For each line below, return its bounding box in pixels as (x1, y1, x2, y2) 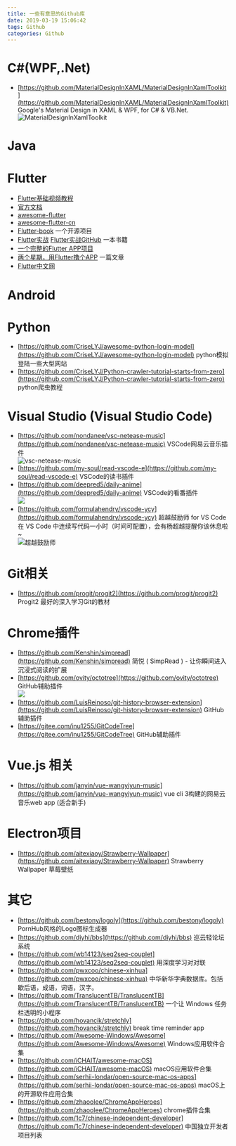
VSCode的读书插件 (79, 472, 135, 481)
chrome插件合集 (164, 1106, 211, 1114)
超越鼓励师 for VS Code (158, 513, 227, 522)
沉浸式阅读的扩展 (17, 666, 67, 674)
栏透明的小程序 (17, 1008, 61, 1017)
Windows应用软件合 (167, 1040, 225, 1048)
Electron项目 (7, 825, 82, 842)
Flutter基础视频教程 (17, 194, 74, 202)
